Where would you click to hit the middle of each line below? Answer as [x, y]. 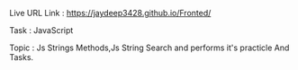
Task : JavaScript [41, 30]
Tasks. [22, 57]
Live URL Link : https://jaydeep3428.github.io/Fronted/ [110, 13]
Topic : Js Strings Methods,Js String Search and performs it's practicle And [149, 48]
